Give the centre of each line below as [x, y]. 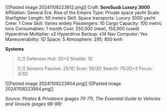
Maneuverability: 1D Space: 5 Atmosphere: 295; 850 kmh [64, 39]
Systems [14, 49]
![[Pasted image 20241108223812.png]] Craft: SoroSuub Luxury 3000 [77, 7]
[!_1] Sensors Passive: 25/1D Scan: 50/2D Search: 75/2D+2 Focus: [85, 68]
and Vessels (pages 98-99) [33, 104]
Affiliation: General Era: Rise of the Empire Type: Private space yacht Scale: [83, 13]
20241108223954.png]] [29, 89]
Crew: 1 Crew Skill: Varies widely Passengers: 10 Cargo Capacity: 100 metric [84, 23]
